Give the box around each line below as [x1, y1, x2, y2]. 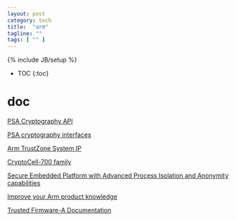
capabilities [7, 179, 41, 187]
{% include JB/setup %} [7, 55, 77, 64]
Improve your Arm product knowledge [7, 192, 118, 201]
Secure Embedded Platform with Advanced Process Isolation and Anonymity [7, 171, 229, 180]
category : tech [7, 17, 52, 24]
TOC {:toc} [17, 69, 49, 78]
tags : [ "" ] [7, 36, 46, 43]
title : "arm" [7, 23, 49, 30]
